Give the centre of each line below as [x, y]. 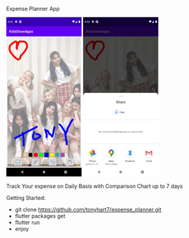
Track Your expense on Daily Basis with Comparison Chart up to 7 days [94, 186]
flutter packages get [40, 216]
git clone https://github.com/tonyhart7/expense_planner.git [88, 210]
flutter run [27, 222]
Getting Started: [26, 198]
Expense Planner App [33, 9]
